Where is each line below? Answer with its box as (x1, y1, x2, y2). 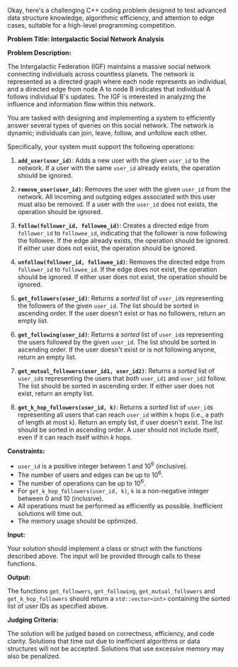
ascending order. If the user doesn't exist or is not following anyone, (17, 345, 217, 354)
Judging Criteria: (7, 615, 59, 624)
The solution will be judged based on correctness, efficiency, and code (7, 629, 215, 637)
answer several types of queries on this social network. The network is (7, 121, 214, 130)
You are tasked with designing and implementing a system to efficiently (7, 113, 216, 122)
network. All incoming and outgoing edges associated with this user (17, 193, 216, 201)
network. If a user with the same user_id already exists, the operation (17, 164, 221, 172)
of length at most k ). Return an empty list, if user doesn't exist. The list (17, 418, 223, 426)
